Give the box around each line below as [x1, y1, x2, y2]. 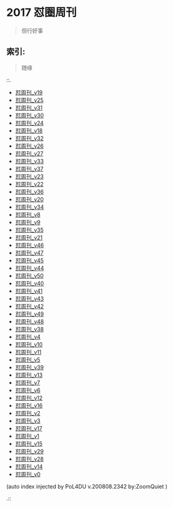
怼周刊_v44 [15, 264, 45, 272]
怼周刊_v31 [15, 104, 43, 111]
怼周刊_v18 [15, 126, 43, 134]
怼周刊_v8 [15, 211, 41, 218]
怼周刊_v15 [15, 440, 43, 447]
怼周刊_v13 [15, 371, 43, 379]
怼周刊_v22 [15, 180, 44, 188]
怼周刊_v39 [15, 363, 44, 371]
